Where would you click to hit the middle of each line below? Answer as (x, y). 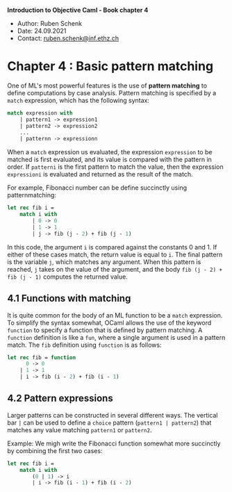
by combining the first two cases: (55, 450)
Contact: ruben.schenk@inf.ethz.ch (68, 38)
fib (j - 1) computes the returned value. (68, 277)
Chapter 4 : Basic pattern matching (110, 66)
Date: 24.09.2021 (42, 31)
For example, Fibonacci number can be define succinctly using (97, 188)
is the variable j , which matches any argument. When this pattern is (104, 262)
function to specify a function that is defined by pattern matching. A (105, 330)
